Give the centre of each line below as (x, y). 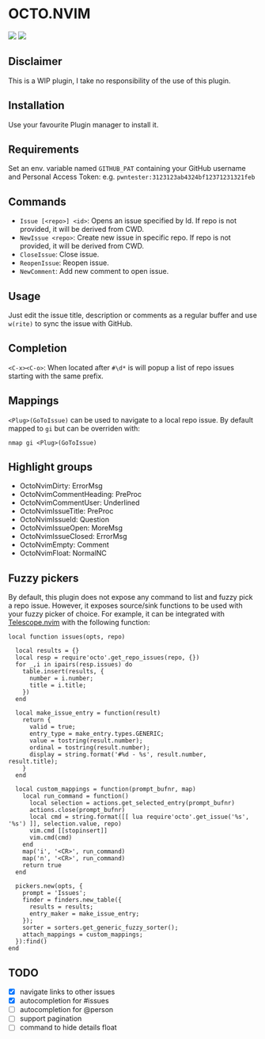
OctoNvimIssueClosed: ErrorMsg (74, 537)
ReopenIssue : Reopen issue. (64, 263)
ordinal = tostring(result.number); (89, 748)
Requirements (44, 149)
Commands (38, 201)
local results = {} (47, 651)
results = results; (61, 907)
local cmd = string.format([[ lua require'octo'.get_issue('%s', (139, 817)
